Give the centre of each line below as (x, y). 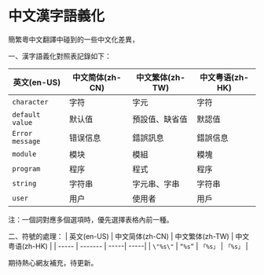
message (26, 141)
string (24, 183)
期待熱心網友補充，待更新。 (53, 262)
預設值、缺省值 (160, 119)
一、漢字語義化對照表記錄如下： (60, 56)
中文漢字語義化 (57, 16)
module (24, 154)
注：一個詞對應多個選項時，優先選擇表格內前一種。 (91, 219)
